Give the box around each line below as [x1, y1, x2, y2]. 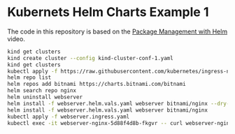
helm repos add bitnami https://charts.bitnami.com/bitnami [7, 81, 187, 88]
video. [7, 34, 26, 43]
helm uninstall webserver [7, 94, 83, 101]
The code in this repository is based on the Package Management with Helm [7, 27, 228, 36]
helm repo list [7, 74, 52, 81]
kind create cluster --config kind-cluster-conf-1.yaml [7, 54, 173, 61]
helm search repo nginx [7, 87, 77, 94]
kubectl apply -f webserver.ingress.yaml [7, 113, 130, 120]
